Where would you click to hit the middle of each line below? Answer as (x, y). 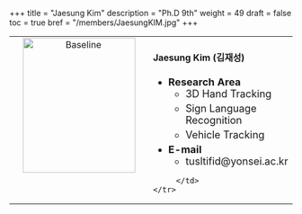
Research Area (204, 82)
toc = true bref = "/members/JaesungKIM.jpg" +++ (104, 22)
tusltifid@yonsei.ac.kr (237, 161)
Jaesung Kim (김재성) (199, 58)
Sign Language (222, 108)
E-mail (185, 149)
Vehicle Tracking (225, 134)
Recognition (214, 120)
